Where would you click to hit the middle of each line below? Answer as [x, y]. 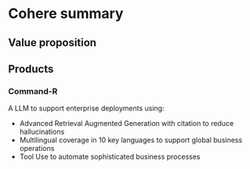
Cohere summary [66, 14]
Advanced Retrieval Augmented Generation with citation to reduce [127, 124]
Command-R [33, 91]
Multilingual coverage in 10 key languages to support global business [131, 140]
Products [31, 68]
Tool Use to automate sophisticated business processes [110, 156]
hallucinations [42, 132]
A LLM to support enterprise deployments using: [86, 108]
